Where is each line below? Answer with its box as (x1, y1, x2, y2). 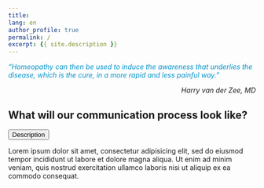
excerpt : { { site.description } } (8, 41, 118, 49)
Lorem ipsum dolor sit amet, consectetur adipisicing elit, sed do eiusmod (8, 146, 244, 155)
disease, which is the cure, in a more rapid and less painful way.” (8, 70, 220, 80)
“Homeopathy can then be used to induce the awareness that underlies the (8, 62, 253, 71)
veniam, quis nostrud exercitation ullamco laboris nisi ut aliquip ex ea (8, 162, 231, 172)
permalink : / (8, 33, 51, 42)
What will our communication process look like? (8, 108, 248, 121)
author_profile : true (8, 26, 79, 34)
